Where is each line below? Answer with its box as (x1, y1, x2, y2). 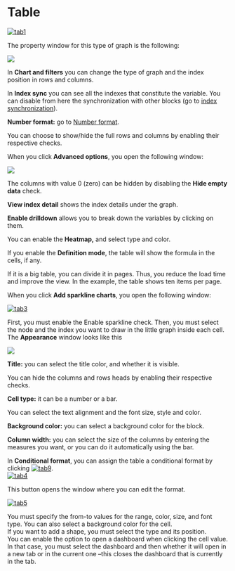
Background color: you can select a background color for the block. (7, 421, 205, 430)
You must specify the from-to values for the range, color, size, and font (7, 512, 213, 520)
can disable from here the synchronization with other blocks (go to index (7, 96, 217, 105)
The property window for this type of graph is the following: (7, 41, 180, 49)
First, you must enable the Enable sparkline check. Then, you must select (7, 318, 219, 326)
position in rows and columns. (7, 75, 94, 84)
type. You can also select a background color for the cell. (7, 520, 173, 528)
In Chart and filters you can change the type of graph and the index (7, 68, 205, 76)
